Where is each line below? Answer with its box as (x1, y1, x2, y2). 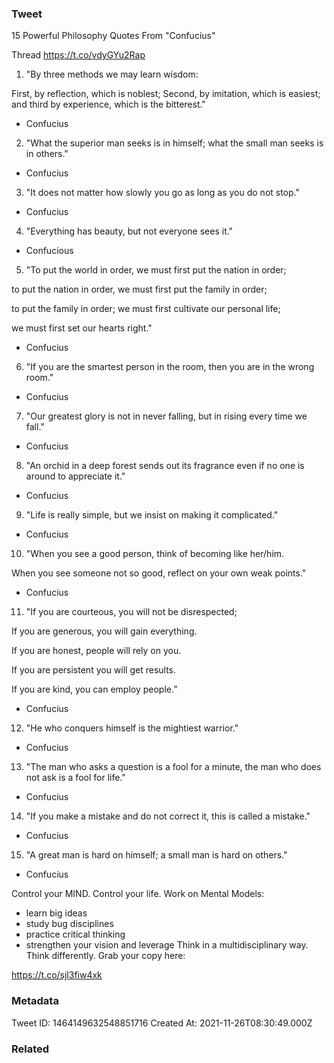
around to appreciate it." (25, 470, 126, 482)
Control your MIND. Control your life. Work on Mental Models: (11, 888, 265, 900)
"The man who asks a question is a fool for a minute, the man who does (25, 761, 322, 773)
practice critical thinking (25, 928, 126, 941)
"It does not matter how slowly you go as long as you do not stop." (25, 187, 300, 199)
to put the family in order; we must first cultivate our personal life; (11, 303, 281, 315)
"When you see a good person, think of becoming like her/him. (25, 548, 285, 560)
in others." (25, 148, 69, 160)
